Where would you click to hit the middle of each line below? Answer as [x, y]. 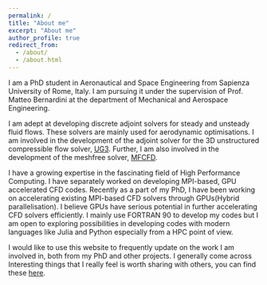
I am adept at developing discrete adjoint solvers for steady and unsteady [129, 123]
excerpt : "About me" [43, 30]
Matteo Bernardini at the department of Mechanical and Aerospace [118, 100]
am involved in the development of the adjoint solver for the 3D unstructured [134, 140]
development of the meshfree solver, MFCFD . [83, 157]
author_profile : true [44, 38]
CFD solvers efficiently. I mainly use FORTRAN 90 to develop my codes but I [133, 215]
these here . [27, 272]
